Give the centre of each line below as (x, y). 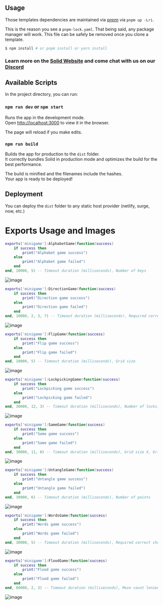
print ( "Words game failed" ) (51, 534)
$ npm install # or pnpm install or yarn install (56, 48)
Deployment (24, 194)
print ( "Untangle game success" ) (55, 479)
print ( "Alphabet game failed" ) (54, 262)
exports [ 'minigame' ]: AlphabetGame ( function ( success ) (59, 243)
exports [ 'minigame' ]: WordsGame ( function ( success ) (56, 515)
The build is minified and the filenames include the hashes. (64, 174)
